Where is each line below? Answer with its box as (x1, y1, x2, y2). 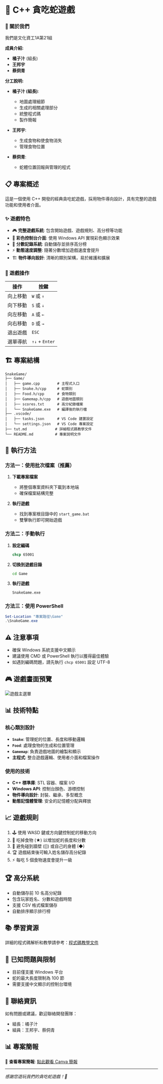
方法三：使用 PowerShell (5, 603, 64, 610)
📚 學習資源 (5, 924, 39, 932)
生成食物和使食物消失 (19, 138, 62, 143)
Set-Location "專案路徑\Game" (5, 614, 63, 619)
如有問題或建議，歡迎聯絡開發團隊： (5, 1011, 78, 1016)
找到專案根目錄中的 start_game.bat (19, 511, 90, 517)
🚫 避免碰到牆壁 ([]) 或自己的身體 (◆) (12, 843, 85, 849)
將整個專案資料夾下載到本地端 (19, 484, 79, 490)
